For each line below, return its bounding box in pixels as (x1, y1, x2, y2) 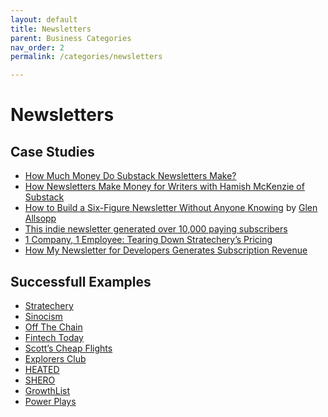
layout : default (10, 14, 78, 25)
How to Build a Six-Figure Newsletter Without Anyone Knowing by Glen (24, 202, 318, 214)
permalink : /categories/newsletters (10, 52, 163, 62)
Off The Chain (24, 321, 83, 333)
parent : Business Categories (10, 33, 132, 43)
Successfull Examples (10, 273, 152, 290)
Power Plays (24, 395, 77, 407)
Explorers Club (24, 352, 87, 365)
